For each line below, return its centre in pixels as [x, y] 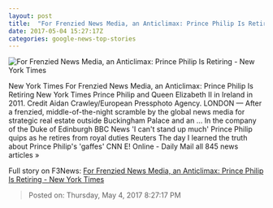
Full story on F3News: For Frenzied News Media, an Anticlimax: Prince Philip [136, 171]
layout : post [30, 16]
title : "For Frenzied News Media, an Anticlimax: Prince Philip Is [127, 24]
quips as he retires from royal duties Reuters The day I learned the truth [128, 138]
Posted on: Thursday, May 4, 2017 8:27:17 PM [104, 195]
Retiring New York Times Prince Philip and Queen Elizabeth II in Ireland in [131, 95]
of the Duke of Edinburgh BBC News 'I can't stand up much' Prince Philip [131, 129]
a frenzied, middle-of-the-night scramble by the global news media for [127, 112]
